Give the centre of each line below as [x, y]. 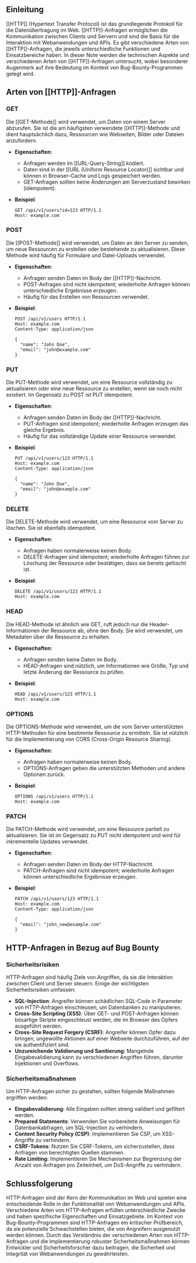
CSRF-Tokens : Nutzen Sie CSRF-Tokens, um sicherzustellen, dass [94, 1146]
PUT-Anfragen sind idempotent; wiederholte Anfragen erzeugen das [106, 424]
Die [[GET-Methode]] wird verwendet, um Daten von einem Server [86, 121]
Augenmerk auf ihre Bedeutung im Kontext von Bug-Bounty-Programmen [94, 67]
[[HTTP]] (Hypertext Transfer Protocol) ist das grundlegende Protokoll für [94, 23]
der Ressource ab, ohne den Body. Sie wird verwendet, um [112, 630]
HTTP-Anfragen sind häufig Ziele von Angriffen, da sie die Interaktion [90, 977]
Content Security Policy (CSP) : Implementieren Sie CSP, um [87, 1134]
